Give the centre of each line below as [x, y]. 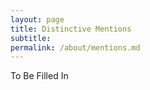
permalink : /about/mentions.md [75, 47]
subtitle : [31, 38]
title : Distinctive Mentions [71, 29]
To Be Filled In [39, 76]
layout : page [37, 19]
